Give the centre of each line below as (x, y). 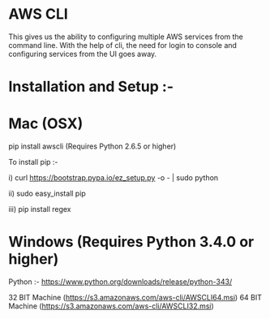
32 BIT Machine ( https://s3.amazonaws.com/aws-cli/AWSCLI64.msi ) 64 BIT (135, 297)
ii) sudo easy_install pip (47, 194)
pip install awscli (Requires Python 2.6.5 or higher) (92, 146)
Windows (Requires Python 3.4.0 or (131, 242)
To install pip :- (33, 162)
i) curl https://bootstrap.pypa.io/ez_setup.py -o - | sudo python (114, 178)
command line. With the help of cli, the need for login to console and (123, 45)
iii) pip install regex (40, 209)
